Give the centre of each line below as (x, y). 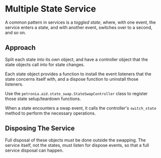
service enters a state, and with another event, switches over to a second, (79, 27)
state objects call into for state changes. (45, 64)
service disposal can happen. (34, 150)
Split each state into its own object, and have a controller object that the (77, 59)
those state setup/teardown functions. (43, 99)
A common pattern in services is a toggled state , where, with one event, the (80, 22)
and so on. (16, 32)
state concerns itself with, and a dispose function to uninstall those (72, 79)
